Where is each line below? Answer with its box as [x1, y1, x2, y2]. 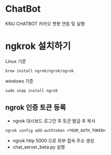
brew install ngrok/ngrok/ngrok [5, 68, 74, 73]
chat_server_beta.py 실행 [12, 144, 65, 150]
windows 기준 [5, 77, 34, 84]
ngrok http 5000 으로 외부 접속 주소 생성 [12, 137, 94, 143]
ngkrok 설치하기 [5, 40, 71, 52]
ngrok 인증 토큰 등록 [5, 103, 66, 112]
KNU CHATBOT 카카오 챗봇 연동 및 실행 [5, 20, 85, 27]
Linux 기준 [5, 58, 26, 64]
